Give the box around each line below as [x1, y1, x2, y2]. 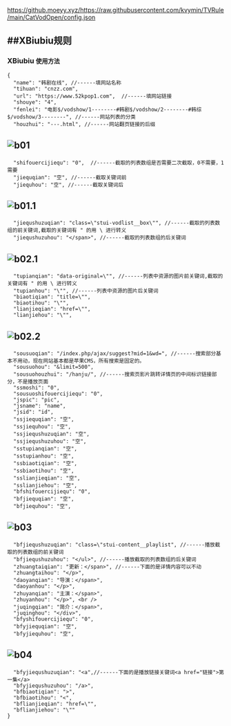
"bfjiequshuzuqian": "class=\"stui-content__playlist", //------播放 [13, 541, 215, 548]
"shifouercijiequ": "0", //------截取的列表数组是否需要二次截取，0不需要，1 [13, 159, 224, 166]
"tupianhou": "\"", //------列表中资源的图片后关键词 [13, 287, 159, 295]
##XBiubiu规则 [7, 35, 72, 47]
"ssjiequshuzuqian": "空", [13, 430, 90, 437]
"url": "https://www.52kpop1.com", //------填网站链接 [13, 93, 172, 100]
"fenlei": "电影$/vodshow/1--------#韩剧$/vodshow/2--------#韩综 [13, 106, 202, 113]
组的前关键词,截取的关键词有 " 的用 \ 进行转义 [7, 227, 127, 234]
